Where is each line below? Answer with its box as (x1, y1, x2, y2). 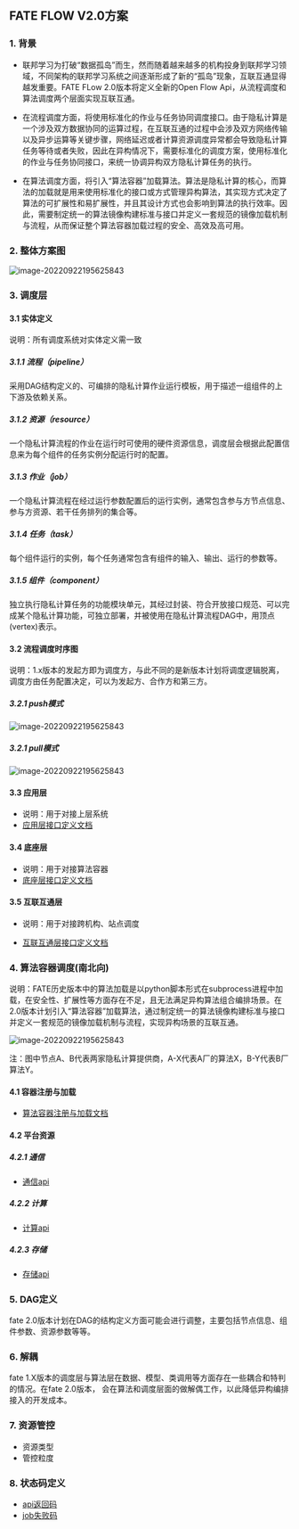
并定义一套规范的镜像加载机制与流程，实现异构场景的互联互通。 (9, 1017, 243, 1027)
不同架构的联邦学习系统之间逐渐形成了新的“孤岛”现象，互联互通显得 (37, 70, 287, 81)
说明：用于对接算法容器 (21, 863, 109, 874)
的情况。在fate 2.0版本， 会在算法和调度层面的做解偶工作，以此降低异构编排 (9, 1384, 289, 1394)
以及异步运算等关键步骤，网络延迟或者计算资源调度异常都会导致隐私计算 (21, 134, 287, 144)
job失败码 (21, 1509, 58, 1520)
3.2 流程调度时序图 (9, 643, 78, 654)
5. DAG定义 (9, 1293, 58, 1305)
